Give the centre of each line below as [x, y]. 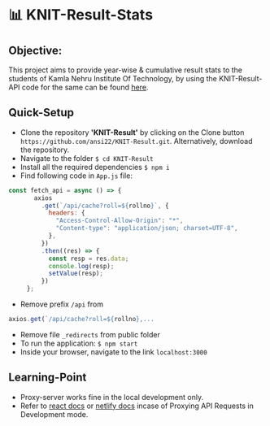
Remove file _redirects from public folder [90, 334]
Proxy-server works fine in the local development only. [112, 397]
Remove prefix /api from [62, 304]
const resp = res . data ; [89, 259]
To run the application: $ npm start [79, 343]
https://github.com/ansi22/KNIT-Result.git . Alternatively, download [136, 141]
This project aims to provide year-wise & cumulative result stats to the [125, 70]
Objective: [35, 50]
